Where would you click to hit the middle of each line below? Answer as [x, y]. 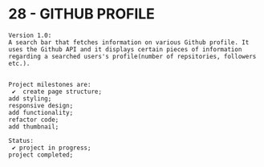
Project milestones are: [50, 84]
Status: [21, 141]
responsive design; [41, 105]
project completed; [41, 155]
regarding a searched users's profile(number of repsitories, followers [132, 56]
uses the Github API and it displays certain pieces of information [125, 49]
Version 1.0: [30, 35]
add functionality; [41, 112]
